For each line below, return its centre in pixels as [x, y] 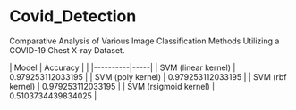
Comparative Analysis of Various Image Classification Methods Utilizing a [144, 41]
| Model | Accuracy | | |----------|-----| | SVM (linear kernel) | [123, 67]
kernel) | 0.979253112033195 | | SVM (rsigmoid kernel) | [112, 86]
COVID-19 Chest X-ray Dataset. [67, 50]
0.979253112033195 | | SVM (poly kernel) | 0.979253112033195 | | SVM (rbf [148, 76]
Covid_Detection [73, 16]
